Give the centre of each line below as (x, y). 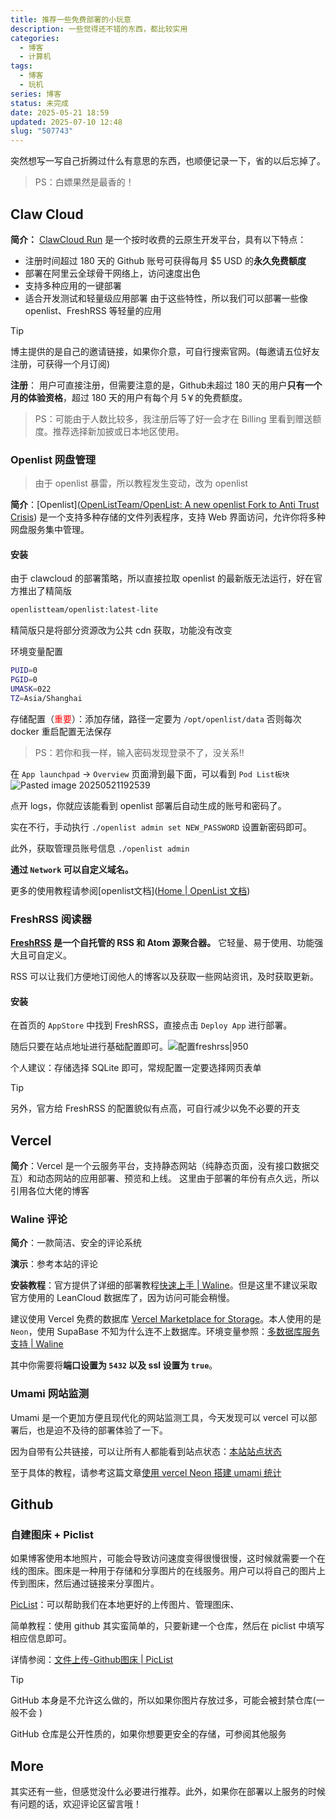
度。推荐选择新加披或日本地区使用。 (109, 431)
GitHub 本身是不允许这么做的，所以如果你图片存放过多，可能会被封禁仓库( (163, 1700)
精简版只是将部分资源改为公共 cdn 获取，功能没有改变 (121, 630)
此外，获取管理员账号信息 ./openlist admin (100, 848)
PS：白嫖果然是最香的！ (84, 182)
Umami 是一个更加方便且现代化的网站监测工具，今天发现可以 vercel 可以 (159, 1417)
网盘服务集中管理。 (50, 530)
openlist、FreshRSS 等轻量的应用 (93, 310)
